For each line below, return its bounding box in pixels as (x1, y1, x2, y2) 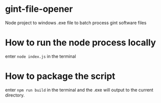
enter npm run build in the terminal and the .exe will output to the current (5, 87, 154, 93)
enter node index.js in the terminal (5, 53, 77, 59)
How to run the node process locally (5, 37, 157, 48)
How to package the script (5, 70, 116, 82)
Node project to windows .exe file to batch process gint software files (5, 20, 147, 26)
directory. (5, 92, 25, 98)
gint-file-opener (5, 3, 73, 15)
